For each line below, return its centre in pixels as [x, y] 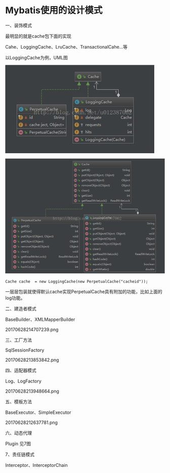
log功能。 [15, 298]
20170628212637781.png [32, 422]
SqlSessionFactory [25, 350]
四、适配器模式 [21, 370]
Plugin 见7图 [18, 444]
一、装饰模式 [18, 25]
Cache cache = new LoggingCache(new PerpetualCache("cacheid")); [77, 281]
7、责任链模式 [20, 454]
